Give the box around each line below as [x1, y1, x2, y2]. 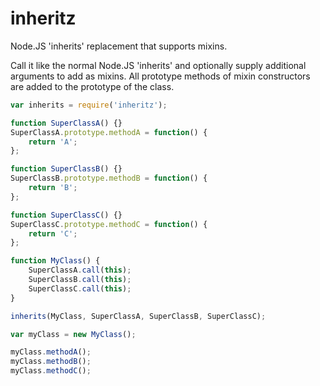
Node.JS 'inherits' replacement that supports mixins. [10, 40, 228, 52]
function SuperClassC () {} [10, 210, 123, 220]
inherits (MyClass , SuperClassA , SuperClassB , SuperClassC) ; [10, 311, 267, 321]
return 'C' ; [28, 228, 78, 239]
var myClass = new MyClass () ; [10, 329, 137, 339]
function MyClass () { [10, 256, 101, 266]
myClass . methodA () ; [10, 347, 92, 357]
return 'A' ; [28, 137, 78, 147]
